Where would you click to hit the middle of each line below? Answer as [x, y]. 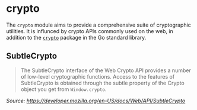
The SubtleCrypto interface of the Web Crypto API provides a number [106, 70]
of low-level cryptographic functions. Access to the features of [98, 76]
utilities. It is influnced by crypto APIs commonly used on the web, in [90, 31]
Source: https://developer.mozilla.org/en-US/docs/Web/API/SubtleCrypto [96, 101]
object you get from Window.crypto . [63, 89]
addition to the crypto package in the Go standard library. [76, 37]
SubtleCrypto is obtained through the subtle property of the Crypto [103, 83]
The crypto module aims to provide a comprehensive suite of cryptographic [99, 25]
